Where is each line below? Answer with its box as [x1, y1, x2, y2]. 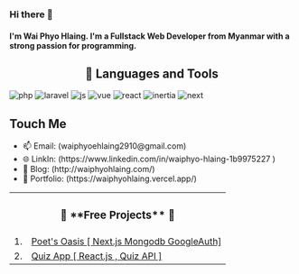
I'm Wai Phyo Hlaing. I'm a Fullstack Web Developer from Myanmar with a [9, 31, 291, 41]
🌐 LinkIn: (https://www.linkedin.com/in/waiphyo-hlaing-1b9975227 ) [22, 153, 276, 165]
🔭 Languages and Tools [84, 66, 219, 81]
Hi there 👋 [9, 8, 54, 21]
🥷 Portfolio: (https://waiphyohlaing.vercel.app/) [22, 173, 197, 184]
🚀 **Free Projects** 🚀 [60, 208, 176, 223]
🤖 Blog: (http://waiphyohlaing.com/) [22, 164, 155, 175]
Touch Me [9, 116, 67, 132]
